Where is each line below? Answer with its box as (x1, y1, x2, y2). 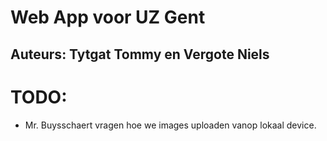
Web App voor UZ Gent (10, 6, 206, 29)
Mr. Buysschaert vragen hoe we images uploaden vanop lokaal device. (24, 119, 317, 131)
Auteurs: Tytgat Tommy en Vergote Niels (10, 46, 270, 63)
